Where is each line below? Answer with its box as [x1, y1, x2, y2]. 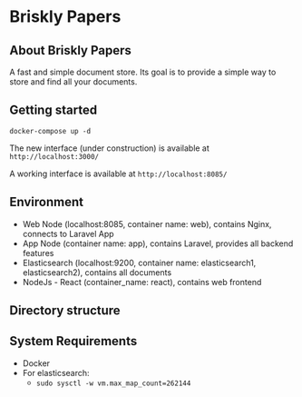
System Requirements [9, 333, 138, 349]
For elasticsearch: [22, 367, 90, 378]
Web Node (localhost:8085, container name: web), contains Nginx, [22, 218, 272, 229]
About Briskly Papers [9, 43, 132, 58]
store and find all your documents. [9, 76, 138, 87]
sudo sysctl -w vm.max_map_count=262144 [35, 379, 191, 388]
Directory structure [9, 303, 121, 319]
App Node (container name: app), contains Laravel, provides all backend [22, 238, 294, 249]
